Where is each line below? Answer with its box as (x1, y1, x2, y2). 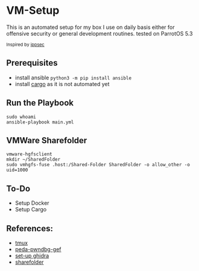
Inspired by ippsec (6, 42, 45, 48)
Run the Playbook (6, 98, 74, 108)
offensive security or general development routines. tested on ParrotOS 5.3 (6, 30, 193, 37)
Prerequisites (6, 58, 58, 68)
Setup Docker (14, 199, 49, 207)
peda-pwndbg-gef (14, 246, 62, 253)
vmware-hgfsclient (6, 151, 52, 157)
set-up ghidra (14, 252, 49, 259)
